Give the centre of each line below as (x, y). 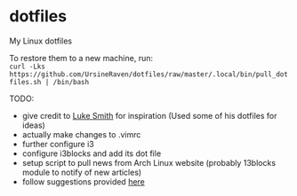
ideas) (34, 125)
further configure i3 (58, 144)
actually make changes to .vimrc (81, 134)
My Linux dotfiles (41, 41)
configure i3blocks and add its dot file (92, 153)
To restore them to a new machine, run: (81, 58)
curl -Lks (28, 67)
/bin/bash (71, 82)
